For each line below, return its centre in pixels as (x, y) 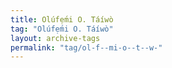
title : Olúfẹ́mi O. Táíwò (62, 19)
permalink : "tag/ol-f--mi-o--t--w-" (86, 47)
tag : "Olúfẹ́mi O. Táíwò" (62, 29)
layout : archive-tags (55, 38)
